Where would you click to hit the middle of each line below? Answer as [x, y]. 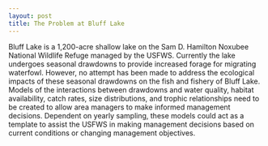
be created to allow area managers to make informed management [119, 107]
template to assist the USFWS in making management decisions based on [132, 124]
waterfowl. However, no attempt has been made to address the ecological [132, 72]
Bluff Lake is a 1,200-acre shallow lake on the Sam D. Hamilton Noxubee [129, 46]
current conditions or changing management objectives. [102, 133]
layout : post [30, 16]
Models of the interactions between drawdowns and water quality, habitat [131, 89]
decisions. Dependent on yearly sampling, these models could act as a [126, 115]
